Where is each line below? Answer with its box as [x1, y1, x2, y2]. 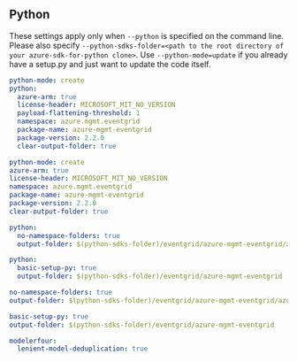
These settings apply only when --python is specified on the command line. [9, 30, 285, 41]
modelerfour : [9, 336, 57, 345]
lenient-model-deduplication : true [17, 344, 148, 353]
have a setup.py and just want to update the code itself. [9, 58, 211, 69]
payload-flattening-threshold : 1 [17, 109, 141, 118]
